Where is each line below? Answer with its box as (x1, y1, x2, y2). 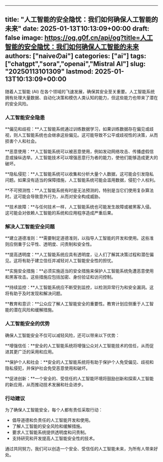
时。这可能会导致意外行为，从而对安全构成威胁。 (5, 194, 103, 199)
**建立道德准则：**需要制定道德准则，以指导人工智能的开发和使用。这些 (5, 235, 150, 241)
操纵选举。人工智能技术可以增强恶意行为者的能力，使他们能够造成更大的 (13, 155, 158, 160)
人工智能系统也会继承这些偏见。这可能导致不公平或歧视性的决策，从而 (17, 132, 158, 138)
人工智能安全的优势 (5, 320, 50, 327)
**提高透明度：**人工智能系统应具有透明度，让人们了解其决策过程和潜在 (5, 251, 150, 258)
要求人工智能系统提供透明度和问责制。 (12, 429, 89, 435)
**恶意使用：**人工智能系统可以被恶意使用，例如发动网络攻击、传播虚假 (5, 149, 150, 155)
